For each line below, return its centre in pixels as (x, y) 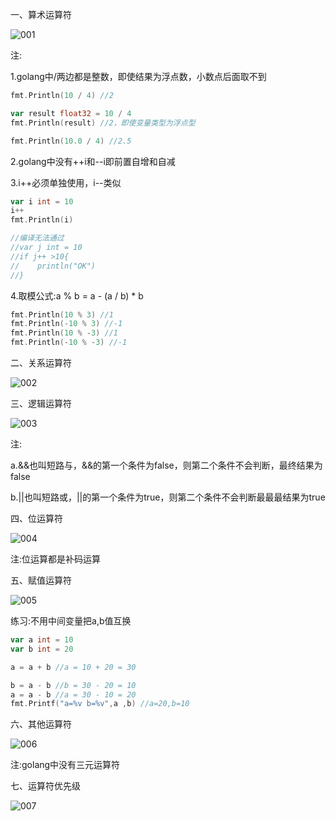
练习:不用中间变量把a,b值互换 (71, 621)
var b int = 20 (42, 649)
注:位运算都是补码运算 (56, 559)
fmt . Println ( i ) (42, 220)
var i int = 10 (42, 201)
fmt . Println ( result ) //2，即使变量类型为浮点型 (103, 123)
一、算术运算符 (41, 14)
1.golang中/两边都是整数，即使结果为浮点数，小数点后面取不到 (138, 76)
